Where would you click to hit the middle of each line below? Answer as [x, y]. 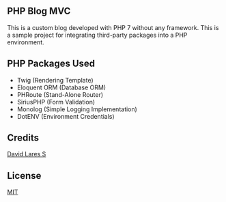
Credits [23, 138]
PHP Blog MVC [39, 11]
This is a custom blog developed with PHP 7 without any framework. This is [113, 27]
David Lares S [27, 154]
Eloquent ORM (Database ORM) [61, 87]
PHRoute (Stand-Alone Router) [60, 94]
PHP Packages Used [51, 64]
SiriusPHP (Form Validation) [56, 102]
